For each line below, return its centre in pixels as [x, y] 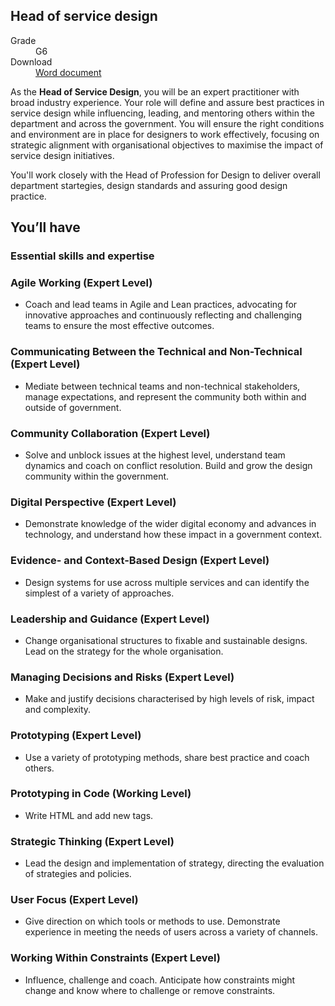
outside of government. [73, 407]
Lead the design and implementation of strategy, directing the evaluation [174, 863]
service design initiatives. [62, 155]
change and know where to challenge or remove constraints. [150, 990]
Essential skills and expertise [82, 256]
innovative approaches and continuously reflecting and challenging [163, 315]
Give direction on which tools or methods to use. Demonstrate [152, 921]
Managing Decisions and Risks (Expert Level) [122, 677]
